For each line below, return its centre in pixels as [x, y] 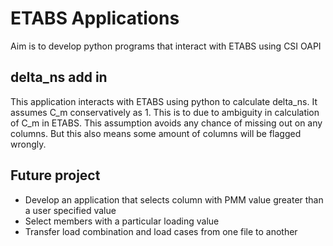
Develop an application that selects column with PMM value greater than [174, 199]
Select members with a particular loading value [122, 221]
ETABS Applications [95, 18]
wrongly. [28, 144]
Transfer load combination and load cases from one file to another [161, 231]
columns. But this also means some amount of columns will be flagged [156, 133]
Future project [55, 175]
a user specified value [70, 210]
